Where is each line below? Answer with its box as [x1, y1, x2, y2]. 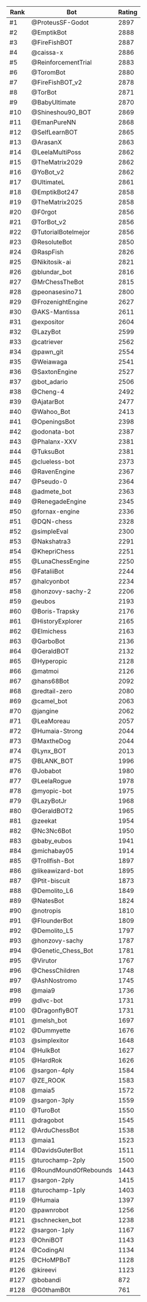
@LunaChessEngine [31, 557, 90, 566]
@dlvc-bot [31, 996, 63, 1005]
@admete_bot [31, 488, 72, 496]
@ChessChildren [31, 967, 80, 975]
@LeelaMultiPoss [31, 148, 81, 156]
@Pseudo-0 [31, 477, 67, 486]
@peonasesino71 [31, 288, 83, 296]
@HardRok [31, 1056, 62, 1064]
